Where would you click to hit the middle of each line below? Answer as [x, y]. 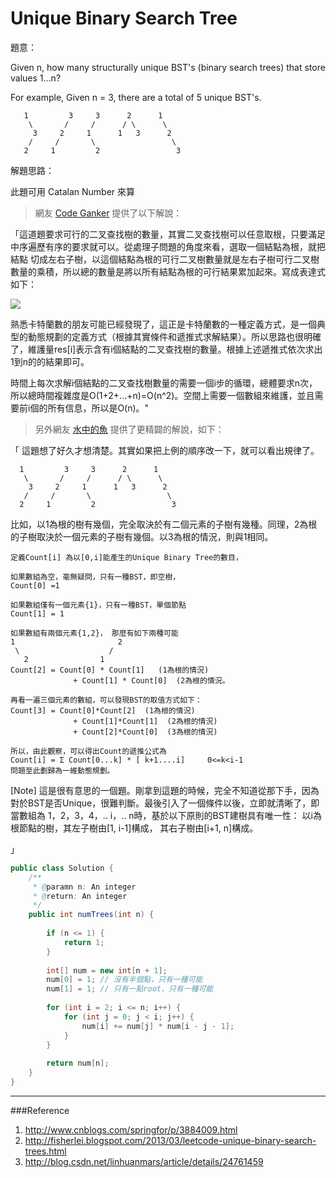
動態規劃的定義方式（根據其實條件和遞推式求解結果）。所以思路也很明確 [174, 336]
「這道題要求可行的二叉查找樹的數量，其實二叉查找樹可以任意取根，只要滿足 [168, 234]
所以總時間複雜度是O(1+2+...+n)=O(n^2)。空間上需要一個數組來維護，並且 [162, 395]
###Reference [40, 1110]
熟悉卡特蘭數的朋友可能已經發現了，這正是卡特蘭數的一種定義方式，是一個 [163, 324]
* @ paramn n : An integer [84, 887]
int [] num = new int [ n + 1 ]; [107, 970]
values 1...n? [36, 78]
